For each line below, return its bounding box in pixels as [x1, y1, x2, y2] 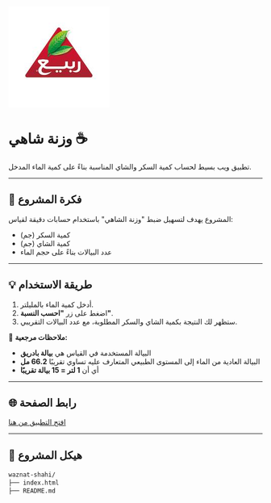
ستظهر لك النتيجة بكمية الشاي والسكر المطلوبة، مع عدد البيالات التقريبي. [19, 316, 238, 326]
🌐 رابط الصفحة [8, 396, 77, 409]
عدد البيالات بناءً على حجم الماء [19, 247, 113, 257]
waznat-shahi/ [8, 471, 56, 479]
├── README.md [8, 487, 56, 495]
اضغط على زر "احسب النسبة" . [19, 308, 114, 317]
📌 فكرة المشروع [8, 193, 82, 207]
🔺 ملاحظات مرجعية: [8, 332, 68, 342]
